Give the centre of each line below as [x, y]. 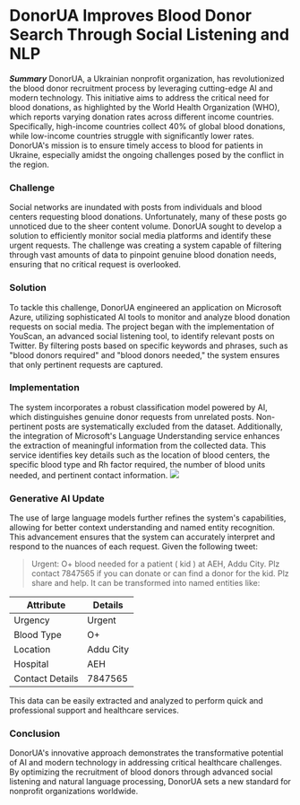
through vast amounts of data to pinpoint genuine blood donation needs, [143, 255]
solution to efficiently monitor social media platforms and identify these [140, 236]
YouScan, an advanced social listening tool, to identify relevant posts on [142, 336]
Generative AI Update [57, 498]
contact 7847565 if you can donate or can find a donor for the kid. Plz [160, 573]
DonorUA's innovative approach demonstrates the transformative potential [146, 753]
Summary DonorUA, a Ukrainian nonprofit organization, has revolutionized [147, 78]
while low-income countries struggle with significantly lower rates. [132, 136]
